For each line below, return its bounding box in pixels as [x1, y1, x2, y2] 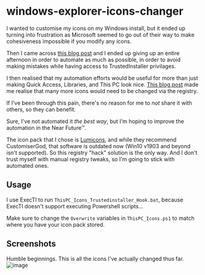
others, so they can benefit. [6, 105, 76, 113]
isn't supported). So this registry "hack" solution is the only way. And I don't [6, 149, 198, 156]
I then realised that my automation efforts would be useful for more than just [6, 74, 198, 81]
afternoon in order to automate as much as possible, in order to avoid [6, 56, 181, 63]
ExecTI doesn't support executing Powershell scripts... [6, 202, 144, 209]
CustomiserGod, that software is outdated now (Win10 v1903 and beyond [6, 142, 191, 149]
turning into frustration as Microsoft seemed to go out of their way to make [6, 31, 195, 38]
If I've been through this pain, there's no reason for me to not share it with [6, 99, 193, 107]
